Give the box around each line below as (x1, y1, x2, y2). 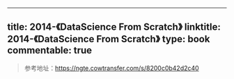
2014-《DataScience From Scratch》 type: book (7, 33, 210, 45)
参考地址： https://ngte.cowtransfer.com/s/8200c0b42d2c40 (24, 64, 200, 72)
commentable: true (7, 44, 93, 56)
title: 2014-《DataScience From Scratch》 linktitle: (7, 21, 221, 33)
